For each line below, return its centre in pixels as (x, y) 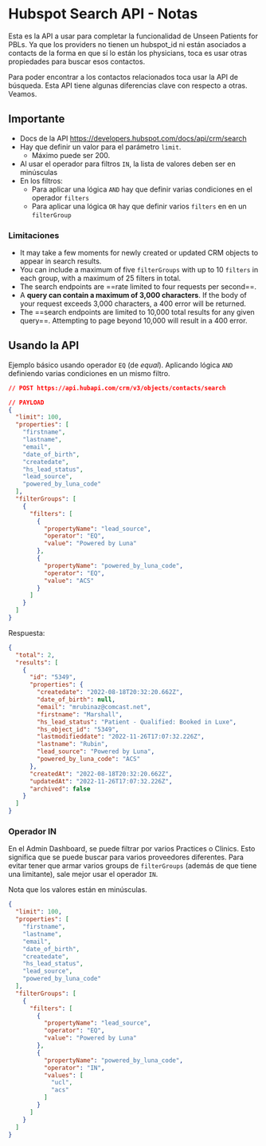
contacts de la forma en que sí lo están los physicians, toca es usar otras (128, 53)
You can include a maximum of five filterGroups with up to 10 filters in (139, 270)
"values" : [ (63, 1075)
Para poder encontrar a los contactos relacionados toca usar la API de (123, 77)
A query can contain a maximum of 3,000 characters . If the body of (133, 295)
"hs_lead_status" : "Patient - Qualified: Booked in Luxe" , (137, 722)
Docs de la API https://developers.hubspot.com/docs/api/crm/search (133, 138)
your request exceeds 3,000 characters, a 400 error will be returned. (133, 303)
